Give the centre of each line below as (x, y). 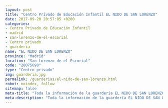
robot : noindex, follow (30, 84)
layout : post (19, 10)
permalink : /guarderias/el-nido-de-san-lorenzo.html (61, 79)
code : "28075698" (23, 65)
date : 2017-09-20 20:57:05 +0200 (40, 19)
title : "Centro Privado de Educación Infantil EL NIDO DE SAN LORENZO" (81, 14)
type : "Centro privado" (30, 70)
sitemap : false (21, 88)
